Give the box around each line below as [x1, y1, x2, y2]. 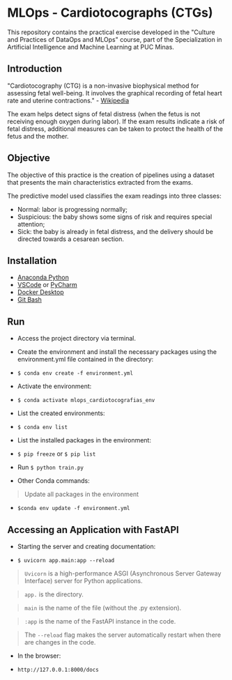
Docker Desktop [17, 288, 64, 297]
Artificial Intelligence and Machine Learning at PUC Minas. [7, 42, 174, 51]
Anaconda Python [17, 273, 70, 281]
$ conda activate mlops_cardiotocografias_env [17, 397, 155, 404]
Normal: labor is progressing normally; [17, 205, 127, 213]
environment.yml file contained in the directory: [17, 355, 154, 364]
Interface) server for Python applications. [24, 577, 143, 585]
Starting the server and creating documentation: [17, 542, 156, 550]
